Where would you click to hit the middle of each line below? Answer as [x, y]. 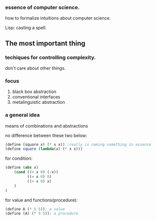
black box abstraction [34, 92]
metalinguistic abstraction [39, 102]
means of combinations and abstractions [47, 126]
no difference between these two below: [46, 135]
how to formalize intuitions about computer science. [58, 18]
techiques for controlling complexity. [51, 57]
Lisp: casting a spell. [26, 28]
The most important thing [45, 43]
